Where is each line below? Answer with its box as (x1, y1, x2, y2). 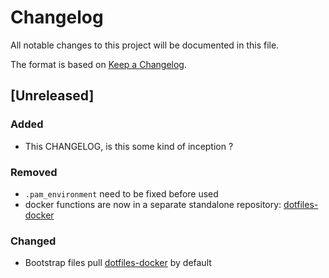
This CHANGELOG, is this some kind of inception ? (24, 140, 234, 152)
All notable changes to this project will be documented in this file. (10, 39, 280, 51)
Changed (10, 234, 57, 248)
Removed (10, 165, 58, 179)
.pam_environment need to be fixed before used (24, 187, 219, 200)
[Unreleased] (10, 87, 95, 105)
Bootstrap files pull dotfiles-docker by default (24, 257, 212, 269)
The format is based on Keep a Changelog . (10, 58, 187, 70)
